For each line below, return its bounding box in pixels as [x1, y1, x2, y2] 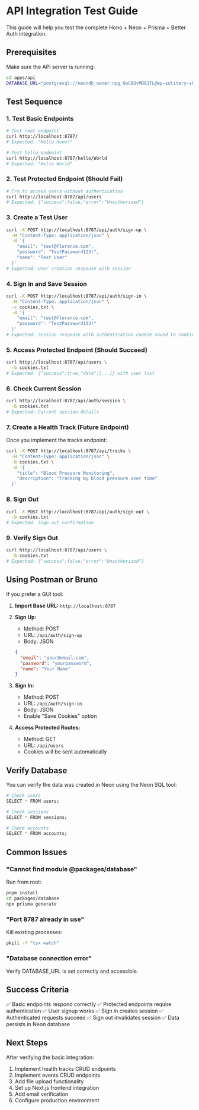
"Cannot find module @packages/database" [6, 865, 137, 873]
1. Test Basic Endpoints [6, 114, 74, 122]
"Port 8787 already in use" [6, 915, 85, 923]
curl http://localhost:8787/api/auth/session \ [6, 398, 126, 404]
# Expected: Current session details [6, 409, 99, 415]
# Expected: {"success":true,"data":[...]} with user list [6, 370, 155, 376]
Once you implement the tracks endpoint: [6, 437, 108, 444]
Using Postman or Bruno [6, 575, 98, 585]
